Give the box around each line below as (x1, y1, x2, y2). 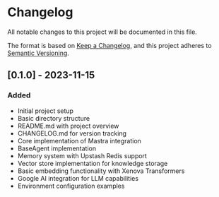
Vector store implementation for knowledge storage (17, 159, 168, 167)
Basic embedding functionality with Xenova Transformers (17, 167, 185, 175)
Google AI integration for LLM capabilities (17, 174, 139, 182)
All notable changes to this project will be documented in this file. (7, 28, 198, 36)
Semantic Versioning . (7, 49, 69, 57)
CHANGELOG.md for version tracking (17, 129, 127, 138)
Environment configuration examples (17, 181, 125, 190)
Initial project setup (17, 107, 74, 115)
